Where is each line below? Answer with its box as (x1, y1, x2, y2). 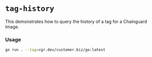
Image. (5, 24, 19, 30)
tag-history (5, 4, 55, 13)
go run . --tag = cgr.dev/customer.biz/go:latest (5, 48, 106, 53)
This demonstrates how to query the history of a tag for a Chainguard (5, 18, 148, 24)
